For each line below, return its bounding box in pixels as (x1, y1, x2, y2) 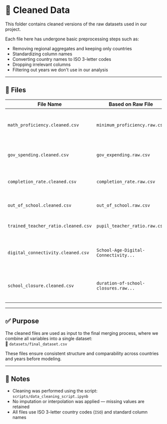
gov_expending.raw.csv (96, 152, 150, 157)
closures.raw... (96, 285, 135, 291)
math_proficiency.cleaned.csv (7, 122, 80, 128)
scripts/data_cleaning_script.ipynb (12, 394, 88, 399)
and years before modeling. (5, 356, 62, 362)
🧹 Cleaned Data (5, 4, 71, 16)
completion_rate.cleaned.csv (7, 179, 77, 184)
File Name (37, 101, 62, 108)
